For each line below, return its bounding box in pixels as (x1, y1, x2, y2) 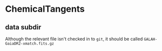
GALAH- (143, 37, 158, 42)
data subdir (5, 23, 41, 31)
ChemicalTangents (5, 3, 85, 15)
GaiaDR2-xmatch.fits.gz (5, 41, 54, 46)
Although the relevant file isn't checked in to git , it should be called (5, 36, 143, 42)
